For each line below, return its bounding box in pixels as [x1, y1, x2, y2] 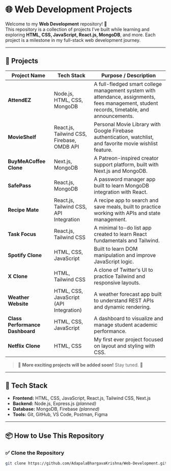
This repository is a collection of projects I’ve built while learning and [5, 26, 150, 32]
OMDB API [54, 143, 79, 150]
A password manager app [94, 175, 156, 182]
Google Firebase [94, 127, 134, 134]
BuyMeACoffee [8, 157, 46, 164]
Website [8, 300, 28, 307]
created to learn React [94, 230, 147, 238]
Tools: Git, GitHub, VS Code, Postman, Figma [12, 411, 108, 417]
